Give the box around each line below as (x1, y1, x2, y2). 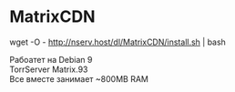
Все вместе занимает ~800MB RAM (9, 73, 148, 84)
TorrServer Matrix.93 (9, 64, 88, 75)
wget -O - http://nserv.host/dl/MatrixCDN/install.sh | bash (9, 36, 226, 47)
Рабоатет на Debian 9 (9, 54, 93, 65)
